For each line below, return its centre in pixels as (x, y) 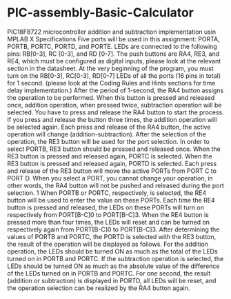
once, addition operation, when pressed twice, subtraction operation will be (114, 105)
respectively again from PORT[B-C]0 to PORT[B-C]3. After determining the (113, 229)
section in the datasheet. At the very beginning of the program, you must (110, 68)
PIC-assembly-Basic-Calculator (101, 13)
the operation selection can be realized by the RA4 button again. (99, 288)
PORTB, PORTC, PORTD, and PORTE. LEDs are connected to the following (112, 46)
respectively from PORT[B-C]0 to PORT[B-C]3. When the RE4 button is (108, 214)
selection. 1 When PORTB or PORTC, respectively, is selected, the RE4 (107, 193)
